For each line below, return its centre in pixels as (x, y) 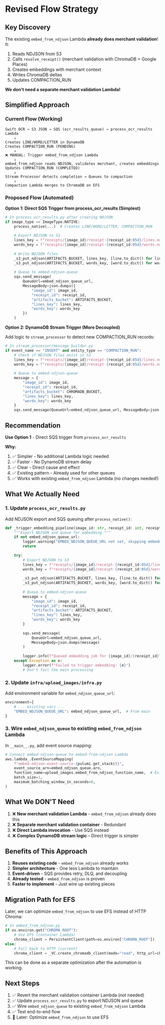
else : (11, 944)
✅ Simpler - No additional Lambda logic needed (60, 456)
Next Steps (22, 983)
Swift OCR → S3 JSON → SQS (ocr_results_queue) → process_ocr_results (79, 129)
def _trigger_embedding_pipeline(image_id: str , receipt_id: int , (74, 528)
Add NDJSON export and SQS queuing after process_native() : (68, 519)
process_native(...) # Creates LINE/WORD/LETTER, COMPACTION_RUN (83, 226)
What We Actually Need (42, 494)
